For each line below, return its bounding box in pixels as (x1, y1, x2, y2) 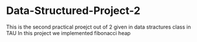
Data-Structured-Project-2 (6, 4, 141, 17)
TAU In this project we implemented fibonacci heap (6, 29, 131, 36)
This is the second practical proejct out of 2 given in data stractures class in (6, 23, 191, 30)
